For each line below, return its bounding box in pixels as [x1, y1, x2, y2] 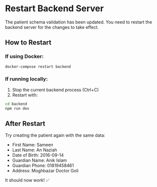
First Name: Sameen [12, 142, 54, 148]
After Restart [5, 119, 45, 127]
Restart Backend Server [5, 3, 104, 14]
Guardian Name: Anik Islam [12, 157, 67, 164]
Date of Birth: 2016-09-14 [12, 152, 64, 158]
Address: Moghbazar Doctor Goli [12, 168, 79, 174]
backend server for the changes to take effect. [5, 24, 99, 30]
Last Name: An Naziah [12, 147, 57, 153]
